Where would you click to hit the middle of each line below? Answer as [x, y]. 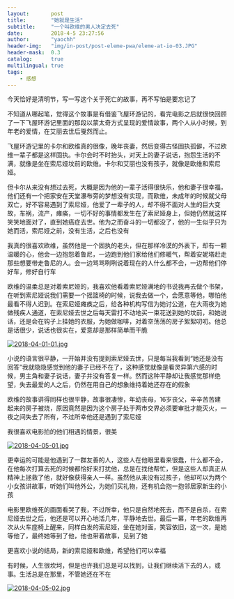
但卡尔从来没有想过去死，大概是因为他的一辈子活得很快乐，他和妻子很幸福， [117, 187]
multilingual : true [36, 66]
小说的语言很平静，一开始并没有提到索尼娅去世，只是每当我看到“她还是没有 [116, 358]
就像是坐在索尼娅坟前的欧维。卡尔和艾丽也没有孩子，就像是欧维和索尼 [120, 164]
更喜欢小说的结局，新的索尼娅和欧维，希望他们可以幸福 [86, 551]
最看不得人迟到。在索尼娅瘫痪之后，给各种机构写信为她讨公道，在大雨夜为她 [117, 304]
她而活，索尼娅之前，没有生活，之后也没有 [68, 231]
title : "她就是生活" [45, 20]
